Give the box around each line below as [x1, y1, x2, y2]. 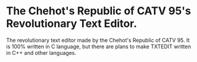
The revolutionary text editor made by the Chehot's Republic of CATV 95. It [6, 36, 190, 44]
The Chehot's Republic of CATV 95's [6, 4, 192, 18]
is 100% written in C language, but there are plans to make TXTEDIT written [6, 43, 192, 50]
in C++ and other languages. [6, 49, 76, 56]
